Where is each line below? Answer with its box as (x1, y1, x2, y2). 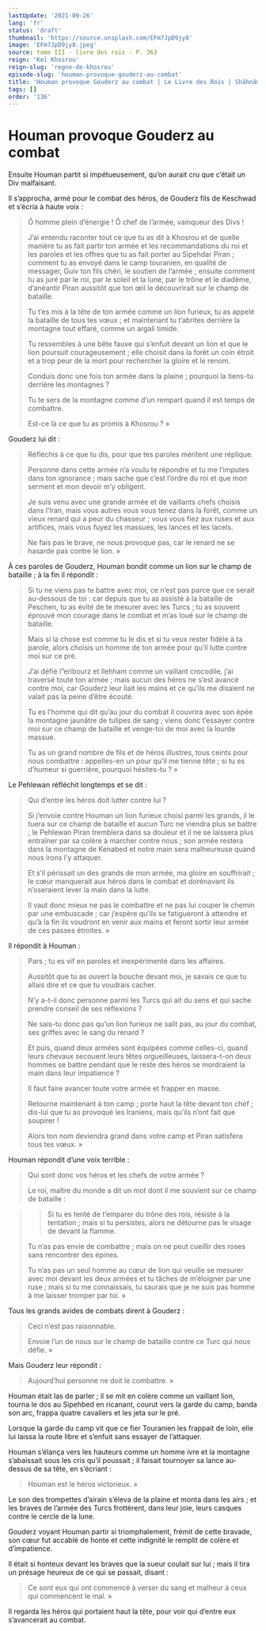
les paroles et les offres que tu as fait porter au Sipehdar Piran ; (27, 250, 235, 259)
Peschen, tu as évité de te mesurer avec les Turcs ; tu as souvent (27, 602, 240, 612)
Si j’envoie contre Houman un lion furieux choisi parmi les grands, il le (27, 811, 255, 820)
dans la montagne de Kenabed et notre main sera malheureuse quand (27, 845, 256, 854)
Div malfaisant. (8, 178, 57, 188)
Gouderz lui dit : (8, 434, 61, 444)
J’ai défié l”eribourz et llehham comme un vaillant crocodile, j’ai (27, 667, 234, 676)
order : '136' (8, 93, 51, 101)
